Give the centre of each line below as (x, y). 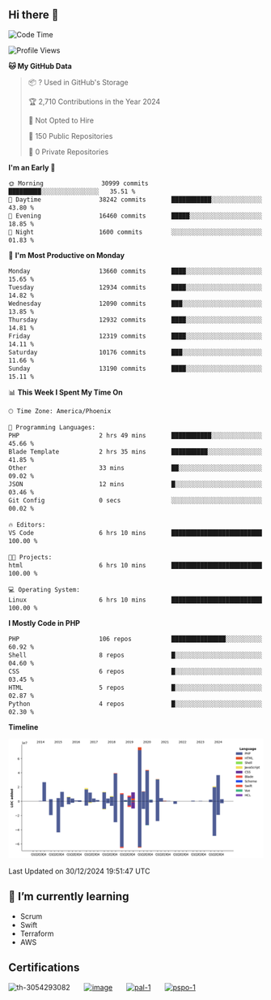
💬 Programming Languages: (52, 427)
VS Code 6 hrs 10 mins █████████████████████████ (135, 532)
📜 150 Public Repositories (70, 136)
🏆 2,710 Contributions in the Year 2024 (94, 101)
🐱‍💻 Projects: (30, 557)
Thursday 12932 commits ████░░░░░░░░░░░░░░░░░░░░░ (135, 320)
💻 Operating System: (44, 589)
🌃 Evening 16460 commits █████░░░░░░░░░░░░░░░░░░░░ (135, 216)
